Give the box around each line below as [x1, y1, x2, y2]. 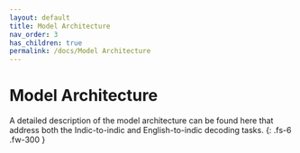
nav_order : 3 [9, 30, 59, 39]
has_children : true [9, 38, 83, 48]
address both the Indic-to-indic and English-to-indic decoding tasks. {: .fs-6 [9, 125, 292, 136]
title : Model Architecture [9, 22, 111, 31]
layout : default [9, 13, 70, 22]
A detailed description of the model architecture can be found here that [9, 115, 274, 126]
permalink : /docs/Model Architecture [9, 47, 151, 56]
